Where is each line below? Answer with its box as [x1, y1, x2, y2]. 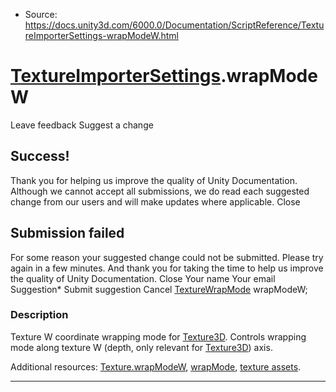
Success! [10, 148, 70, 165]
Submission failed [10, 225, 125, 242]
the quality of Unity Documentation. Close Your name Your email [10, 272, 276, 284]
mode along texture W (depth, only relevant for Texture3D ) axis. [10, 341, 273, 353]
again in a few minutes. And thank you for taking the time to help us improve [10, 262, 324, 274]
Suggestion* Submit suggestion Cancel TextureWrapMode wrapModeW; [10, 283, 308, 295]
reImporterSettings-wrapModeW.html [24, 30, 179, 41]
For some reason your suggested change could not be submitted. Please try [10, 251, 324, 263]
